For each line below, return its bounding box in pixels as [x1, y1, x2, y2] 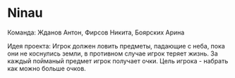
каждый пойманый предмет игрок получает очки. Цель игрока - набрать [7, 56, 229, 65]
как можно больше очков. [7, 64, 86, 72]
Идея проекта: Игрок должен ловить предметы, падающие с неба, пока [7, 41, 226, 50]
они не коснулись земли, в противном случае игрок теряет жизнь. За [7, 49, 219, 58]
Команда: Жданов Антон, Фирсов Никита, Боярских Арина [7, 28, 185, 37]
